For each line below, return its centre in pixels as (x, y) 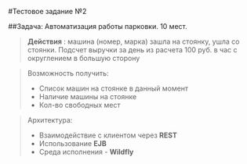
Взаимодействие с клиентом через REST (108, 135)
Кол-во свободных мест (80, 105)
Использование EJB (73, 143)
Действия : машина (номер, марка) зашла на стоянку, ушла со (133, 41)
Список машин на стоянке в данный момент (114, 88)
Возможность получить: (68, 73)
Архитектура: (50, 120)
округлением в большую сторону (84, 58)
